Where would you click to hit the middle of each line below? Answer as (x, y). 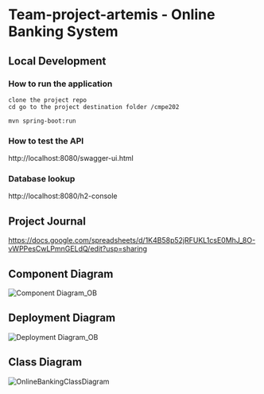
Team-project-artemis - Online (112, 15)
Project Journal (47, 221)
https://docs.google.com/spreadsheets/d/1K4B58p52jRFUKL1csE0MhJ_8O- (132, 240)
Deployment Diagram (62, 318)
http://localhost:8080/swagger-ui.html (71, 158)
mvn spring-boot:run (43, 121)
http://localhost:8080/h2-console (63, 196)
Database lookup (42, 179)
